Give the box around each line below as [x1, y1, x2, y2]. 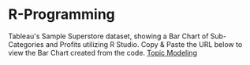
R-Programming [8, 5, 116, 23]
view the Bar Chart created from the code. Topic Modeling [8, 48, 197, 57]
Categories [8, 39, 45, 49]
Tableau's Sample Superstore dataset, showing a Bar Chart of [8, 31, 209, 41]
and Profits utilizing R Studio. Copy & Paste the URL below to [45, 39, 243, 49]
